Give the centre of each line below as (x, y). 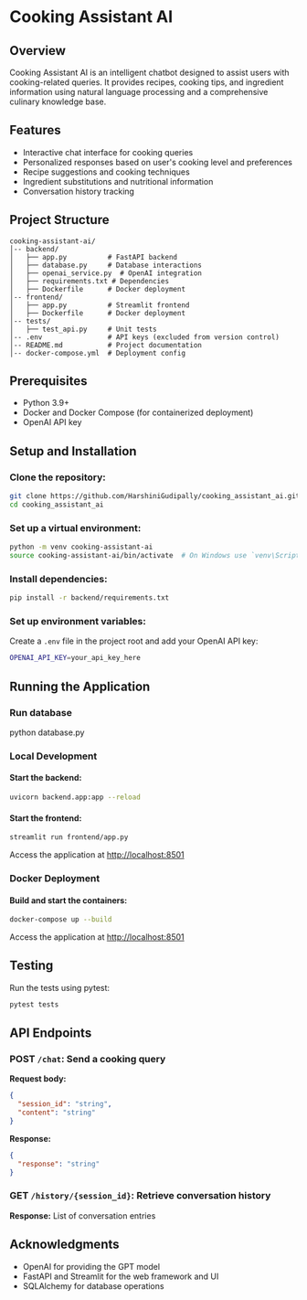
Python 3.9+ (46, 403)
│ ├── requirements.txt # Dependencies (90, 281)
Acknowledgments (65, 1245)
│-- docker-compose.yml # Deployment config (97, 353)
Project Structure (59, 220)
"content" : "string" (57, 1113)
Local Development (53, 756)
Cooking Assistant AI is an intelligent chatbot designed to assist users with (149, 72)
